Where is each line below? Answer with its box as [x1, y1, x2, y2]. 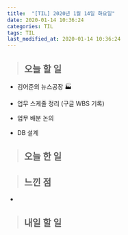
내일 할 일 [23, 216, 62, 228]
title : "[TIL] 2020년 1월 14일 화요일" [7, 10, 115, 17]
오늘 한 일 [23, 151, 62, 163]
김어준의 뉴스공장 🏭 [16, 82, 72, 90]
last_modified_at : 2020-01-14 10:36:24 [7, 36, 121, 43]
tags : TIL [7, 29, 36, 37]
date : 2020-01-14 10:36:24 [7, 17, 84, 23]
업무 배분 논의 [16, 114, 54, 122]
